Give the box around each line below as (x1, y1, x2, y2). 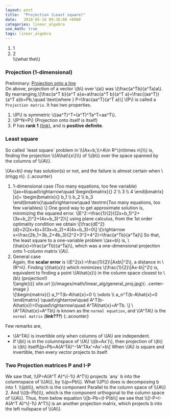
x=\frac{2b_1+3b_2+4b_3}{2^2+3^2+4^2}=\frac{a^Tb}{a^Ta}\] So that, (12, 231, 160, 238)
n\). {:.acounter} (18, 173, 53, 179)
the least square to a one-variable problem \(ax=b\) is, (12, 237, 127, 243)
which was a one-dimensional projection (75, 243, 160, 249)
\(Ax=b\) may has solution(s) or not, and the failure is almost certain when (5, 168, 160, 174)
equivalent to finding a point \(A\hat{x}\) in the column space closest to (12, 270, 162, 276)
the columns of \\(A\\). (5, 158, 52, 164)
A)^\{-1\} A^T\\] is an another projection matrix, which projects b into (18, 400, 162, 406)
